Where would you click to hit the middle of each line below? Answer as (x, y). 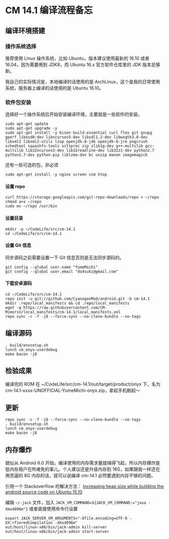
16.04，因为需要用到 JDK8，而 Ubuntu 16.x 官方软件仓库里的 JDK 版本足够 (83, 64)
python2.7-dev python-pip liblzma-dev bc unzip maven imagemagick (76, 155)
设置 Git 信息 (18, 245)
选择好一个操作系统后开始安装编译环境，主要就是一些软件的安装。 (74, 114)
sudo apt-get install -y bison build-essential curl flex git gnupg (79, 133)
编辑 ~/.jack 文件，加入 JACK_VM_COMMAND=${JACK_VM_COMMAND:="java (76, 503)
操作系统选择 (21, 46)
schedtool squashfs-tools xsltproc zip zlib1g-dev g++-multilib (74, 146)
